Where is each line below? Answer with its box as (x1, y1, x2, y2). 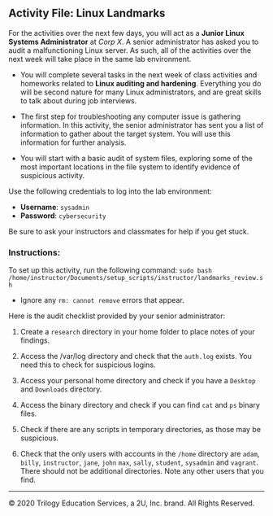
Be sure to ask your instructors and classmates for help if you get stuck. (8, 226, 249, 236)
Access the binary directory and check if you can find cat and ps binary (19, 400, 260, 410)
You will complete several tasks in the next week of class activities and (19, 69, 258, 80)
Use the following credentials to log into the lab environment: (8, 186, 213, 196)
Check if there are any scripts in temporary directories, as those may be (19, 425, 262, 435)
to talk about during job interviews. (19, 95, 137, 105)
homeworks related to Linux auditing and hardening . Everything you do (19, 78, 262, 88)
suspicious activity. (19, 170, 85, 180)
